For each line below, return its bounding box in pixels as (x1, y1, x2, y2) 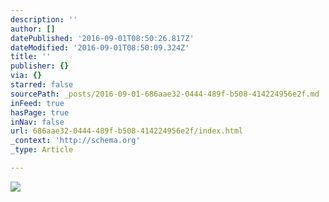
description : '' (10, 14, 78, 25)
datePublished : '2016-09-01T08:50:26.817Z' (10, 33, 195, 43)
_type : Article (10, 145, 74, 155)
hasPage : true (10, 107, 70, 118)
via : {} (10, 71, 43, 81)
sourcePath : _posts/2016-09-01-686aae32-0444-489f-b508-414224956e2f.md (10, 89, 320, 99)
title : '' (10, 52, 52, 62)
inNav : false (10, 117, 65, 127)
